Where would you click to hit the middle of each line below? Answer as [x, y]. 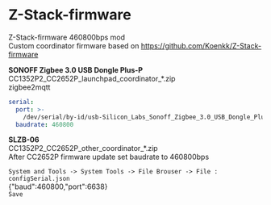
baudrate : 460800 [45, 124]
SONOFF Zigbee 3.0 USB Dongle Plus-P [76, 69]
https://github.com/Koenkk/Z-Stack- [201, 45]
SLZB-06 [24, 140]
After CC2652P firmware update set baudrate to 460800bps [109, 157]
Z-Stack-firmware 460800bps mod [67, 37]
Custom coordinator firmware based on [74, 45]
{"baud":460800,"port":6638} [58, 186]
